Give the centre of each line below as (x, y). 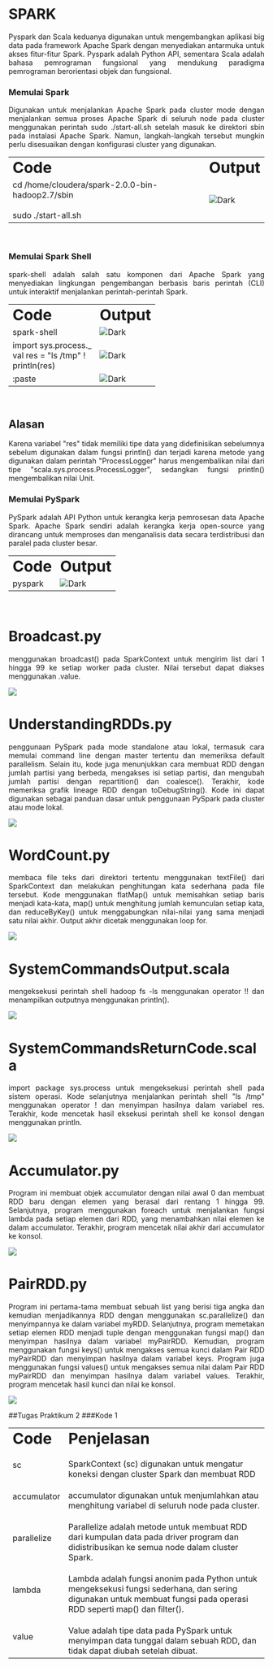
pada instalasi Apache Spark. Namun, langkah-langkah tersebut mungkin (136, 136)
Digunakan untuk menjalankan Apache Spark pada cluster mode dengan (136, 110)
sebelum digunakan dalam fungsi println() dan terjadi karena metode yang (136, 453)
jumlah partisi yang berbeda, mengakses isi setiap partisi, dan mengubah (136, 772)
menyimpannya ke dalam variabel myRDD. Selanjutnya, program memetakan (136, 1324)
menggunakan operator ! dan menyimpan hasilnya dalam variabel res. (136, 1105)
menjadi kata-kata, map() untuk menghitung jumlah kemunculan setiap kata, (136, 904)
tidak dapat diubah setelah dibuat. (133, 1651)
